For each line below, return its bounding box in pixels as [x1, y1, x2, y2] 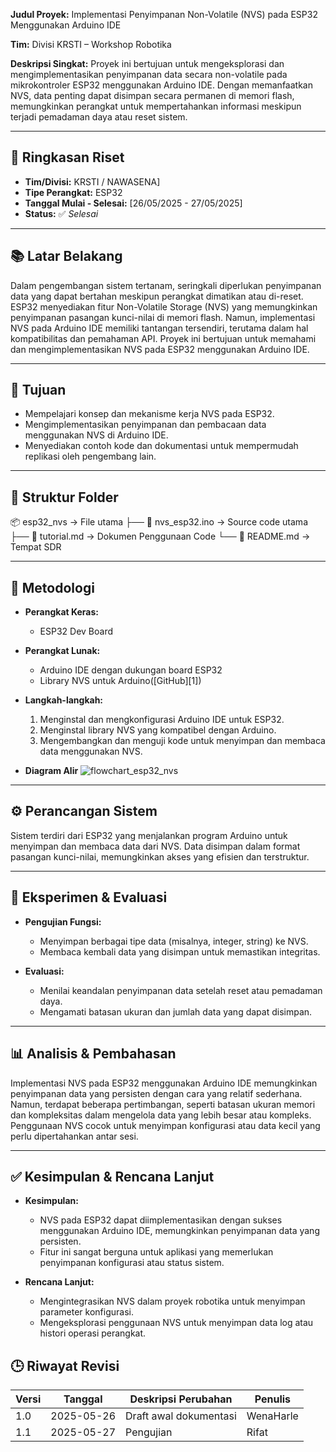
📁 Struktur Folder [10, 489, 119, 506]
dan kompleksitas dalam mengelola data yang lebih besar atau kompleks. [10, 1109, 312, 1121]
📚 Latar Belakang [10, 248, 123, 265]
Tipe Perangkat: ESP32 [24, 186, 123, 198]
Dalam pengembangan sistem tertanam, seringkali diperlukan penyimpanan [10, 279, 322, 291]
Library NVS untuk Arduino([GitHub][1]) [39, 675, 202, 687]
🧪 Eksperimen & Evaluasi [10, 889, 168, 906]
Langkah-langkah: [24, 694, 104, 706]
